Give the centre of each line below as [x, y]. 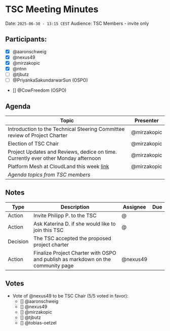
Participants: [26, 39]
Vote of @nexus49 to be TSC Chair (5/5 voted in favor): [70, 296]
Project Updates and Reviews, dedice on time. [62, 152]
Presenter [147, 120]
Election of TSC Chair [33, 143]
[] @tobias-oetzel [38, 322]
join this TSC [49, 230]
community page [54, 266]
